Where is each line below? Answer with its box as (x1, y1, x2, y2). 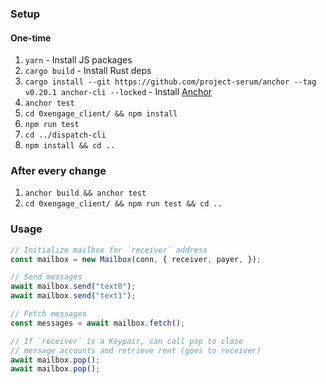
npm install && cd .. (24, 141, 115, 151)
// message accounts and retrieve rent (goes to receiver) (10, 345, 262, 356)
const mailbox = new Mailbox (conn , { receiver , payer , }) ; (10, 254, 262, 264)
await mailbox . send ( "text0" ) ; (10, 282, 137, 292)
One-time (10, 32, 52, 44)
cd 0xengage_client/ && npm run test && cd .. (24, 199, 223, 209)
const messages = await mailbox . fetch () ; (10, 318, 186, 328)
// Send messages (10, 272, 83, 282)
